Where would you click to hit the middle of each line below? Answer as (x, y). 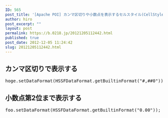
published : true (22, 38)
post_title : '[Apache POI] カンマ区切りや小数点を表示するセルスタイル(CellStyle (84, 15)
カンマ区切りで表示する (41, 69)
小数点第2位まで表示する (43, 98)
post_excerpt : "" (23, 24)
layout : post (19, 29)
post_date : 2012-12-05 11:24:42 (39, 43)
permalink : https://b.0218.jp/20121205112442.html (59, 33)
